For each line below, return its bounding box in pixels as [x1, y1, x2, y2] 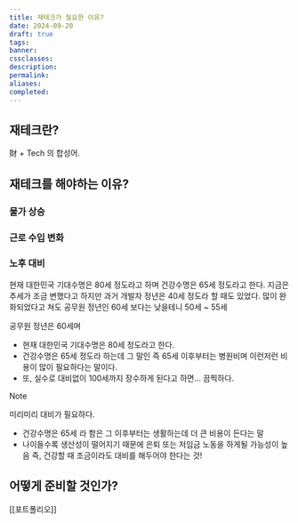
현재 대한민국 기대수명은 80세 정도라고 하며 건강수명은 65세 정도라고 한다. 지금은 [9, 279, 289, 290]
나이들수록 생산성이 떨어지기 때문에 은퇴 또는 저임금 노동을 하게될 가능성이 [21, 439, 279, 449]
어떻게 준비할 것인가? [9, 479, 118, 494]
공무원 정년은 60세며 [9, 320, 82, 331]
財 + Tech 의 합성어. [9, 148, 80, 158]
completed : [9, 87, 50, 96]
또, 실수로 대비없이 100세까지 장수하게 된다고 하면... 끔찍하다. [21, 373, 235, 383]
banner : [9, 46, 38, 55]
